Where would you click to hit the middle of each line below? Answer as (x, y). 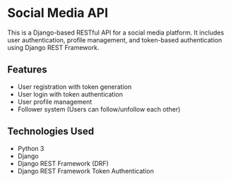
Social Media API (58, 13)
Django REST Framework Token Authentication (85, 171)
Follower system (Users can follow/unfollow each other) (99, 109)
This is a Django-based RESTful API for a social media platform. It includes (116, 32)
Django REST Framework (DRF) (63, 163)
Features (27, 69)
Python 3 (31, 148)
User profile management (55, 102)
